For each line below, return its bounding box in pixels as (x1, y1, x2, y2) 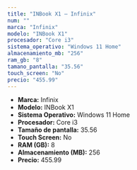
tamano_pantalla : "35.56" (7, 63, 83, 70)
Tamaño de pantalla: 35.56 (17, 125, 97, 135)
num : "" (7, 17, 30, 24)
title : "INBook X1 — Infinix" (7, 10, 97, 18)
